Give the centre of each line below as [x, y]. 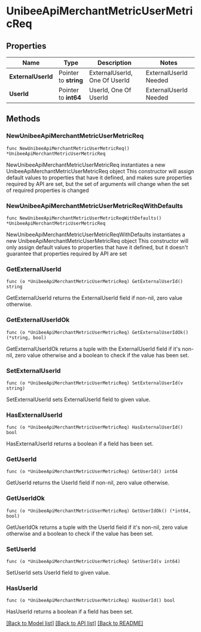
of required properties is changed [48, 190]
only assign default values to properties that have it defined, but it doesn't [97, 247]
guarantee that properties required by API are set [67, 254]
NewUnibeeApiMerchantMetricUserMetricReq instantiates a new [86, 165]
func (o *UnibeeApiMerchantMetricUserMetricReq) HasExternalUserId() [95, 428]
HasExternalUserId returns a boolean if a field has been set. [80, 444]
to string [71, 80]
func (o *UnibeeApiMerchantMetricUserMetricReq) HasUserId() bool [91, 601]
